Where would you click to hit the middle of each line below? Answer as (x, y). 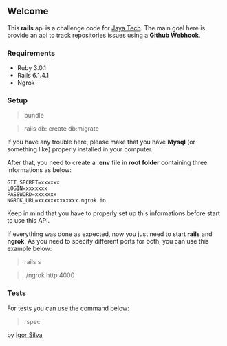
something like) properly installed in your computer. (80, 149)
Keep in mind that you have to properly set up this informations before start (113, 213)
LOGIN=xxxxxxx (28, 188)
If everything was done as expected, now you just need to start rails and (110, 234)
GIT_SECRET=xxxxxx (33, 183)
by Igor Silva (25, 335)
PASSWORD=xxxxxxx (32, 195)
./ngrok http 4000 (49, 275)
